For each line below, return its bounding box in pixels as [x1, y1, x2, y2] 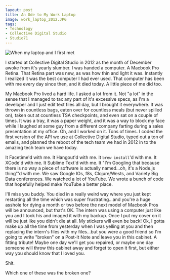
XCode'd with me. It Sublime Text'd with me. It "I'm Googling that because [5, 159, 160, 166]
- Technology [5, 26, 33, 31]
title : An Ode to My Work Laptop [5, 12, 76, 17]
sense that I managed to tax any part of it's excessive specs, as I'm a [5, 96, 149, 102]
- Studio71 [5, 36, 28, 41]
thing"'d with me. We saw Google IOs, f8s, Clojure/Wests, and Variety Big [5, 170, 158, 176]
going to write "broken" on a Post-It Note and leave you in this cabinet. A [5, 234, 157, 240]
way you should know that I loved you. [5, 250, 85, 256]
